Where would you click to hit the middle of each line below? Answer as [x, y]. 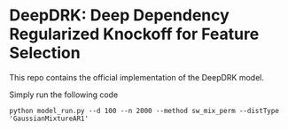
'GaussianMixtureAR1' [49, 119]
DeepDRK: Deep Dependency [120, 15]
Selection [45, 53]
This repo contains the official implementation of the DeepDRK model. [136, 77]
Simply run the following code [64, 95]
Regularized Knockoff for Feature [134, 34]
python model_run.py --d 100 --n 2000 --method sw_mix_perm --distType [144, 111]
